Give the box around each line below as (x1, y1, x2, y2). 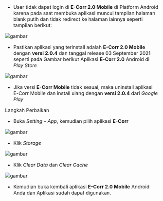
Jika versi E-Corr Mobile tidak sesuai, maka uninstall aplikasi (13, 84, 153, 90)
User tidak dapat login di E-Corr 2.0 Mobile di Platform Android (13, 4, 159, 10)
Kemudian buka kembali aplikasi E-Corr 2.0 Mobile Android (13, 184, 150, 190)
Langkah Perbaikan (5, 107, 50, 114)
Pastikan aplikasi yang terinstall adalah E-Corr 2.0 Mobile (13, 44, 145, 50)
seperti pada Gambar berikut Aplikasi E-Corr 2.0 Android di (13, 56, 150, 63)
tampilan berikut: (13, 22, 52, 29)
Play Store (13, 62, 37, 68)
